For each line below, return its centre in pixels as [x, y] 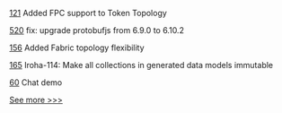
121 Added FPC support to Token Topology [88, 13]
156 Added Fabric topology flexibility [77, 48]
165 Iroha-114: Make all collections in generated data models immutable [141, 65]
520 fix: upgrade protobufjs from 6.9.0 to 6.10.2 [97, 30]
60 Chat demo [36, 83]
